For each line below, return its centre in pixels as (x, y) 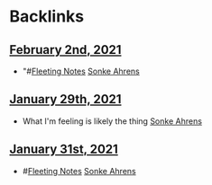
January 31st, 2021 (64, 150)
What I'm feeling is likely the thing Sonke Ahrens (112, 121)
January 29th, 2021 (65, 99)
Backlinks (47, 17)
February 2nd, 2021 (65, 50)
